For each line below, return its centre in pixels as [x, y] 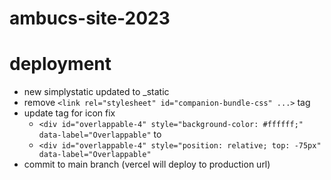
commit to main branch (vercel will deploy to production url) [147, 164]
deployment [60, 64]
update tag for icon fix [69, 113]
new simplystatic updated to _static [96, 92]
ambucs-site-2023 [90, 18]
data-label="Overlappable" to [100, 134]
